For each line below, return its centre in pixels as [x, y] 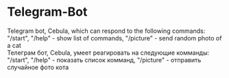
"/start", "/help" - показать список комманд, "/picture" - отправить [104, 60]
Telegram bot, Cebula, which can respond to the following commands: [106, 31]
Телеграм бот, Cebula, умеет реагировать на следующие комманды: [108, 53]
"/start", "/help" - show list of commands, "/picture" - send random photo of [114, 38]
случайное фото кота [38, 67]
